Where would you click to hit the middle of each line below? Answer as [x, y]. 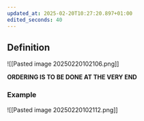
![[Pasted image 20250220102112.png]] [62, 109]
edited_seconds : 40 [35, 20]
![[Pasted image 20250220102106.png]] [63, 64]
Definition [28, 48]
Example [22, 95]
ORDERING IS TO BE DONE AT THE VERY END [72, 77]
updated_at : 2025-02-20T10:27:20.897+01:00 [70, 13]
